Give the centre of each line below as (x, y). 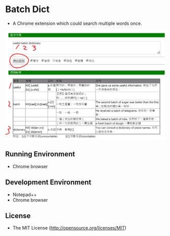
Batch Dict (27, 9)
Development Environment (48, 183)
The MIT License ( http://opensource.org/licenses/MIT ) (69, 228)
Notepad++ (25, 194)
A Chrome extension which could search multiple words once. (77, 23)
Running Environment (40, 154)
